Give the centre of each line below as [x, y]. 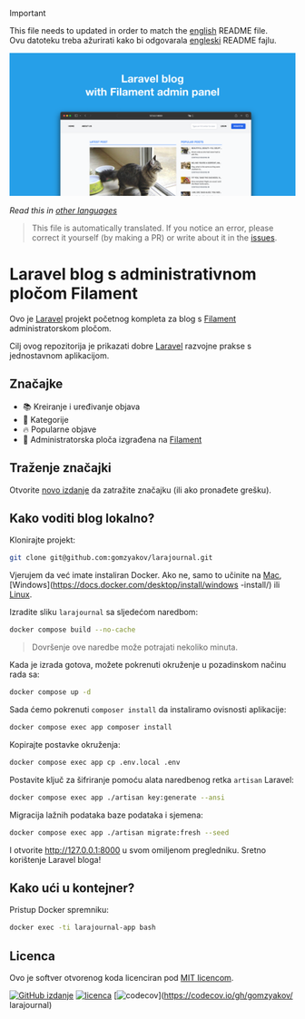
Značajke [36, 384]
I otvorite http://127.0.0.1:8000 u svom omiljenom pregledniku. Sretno [138, 850]
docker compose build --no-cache [73, 630]
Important [28, 13]
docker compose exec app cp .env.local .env [95, 762]
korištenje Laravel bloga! [55, 859]
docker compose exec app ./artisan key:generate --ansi [117, 798]
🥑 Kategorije [46, 419]
